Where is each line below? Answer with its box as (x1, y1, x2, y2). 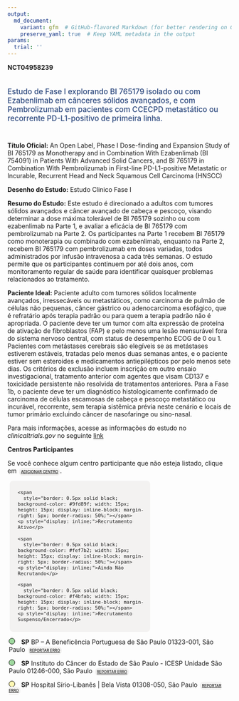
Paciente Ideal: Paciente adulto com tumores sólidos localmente (7, 288, 197, 297)
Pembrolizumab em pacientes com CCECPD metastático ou (7, 104, 218, 114)
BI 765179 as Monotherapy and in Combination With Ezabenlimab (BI (7, 148, 208, 157)
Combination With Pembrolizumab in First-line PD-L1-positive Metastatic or (7, 163, 228, 172)
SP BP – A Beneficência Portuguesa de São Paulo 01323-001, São (21, 638, 214, 646)
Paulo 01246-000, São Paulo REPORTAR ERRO (9, 666, 128, 675)
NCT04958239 (7, 63, 53, 71)
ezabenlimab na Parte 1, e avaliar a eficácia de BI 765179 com (7, 222, 188, 230)
